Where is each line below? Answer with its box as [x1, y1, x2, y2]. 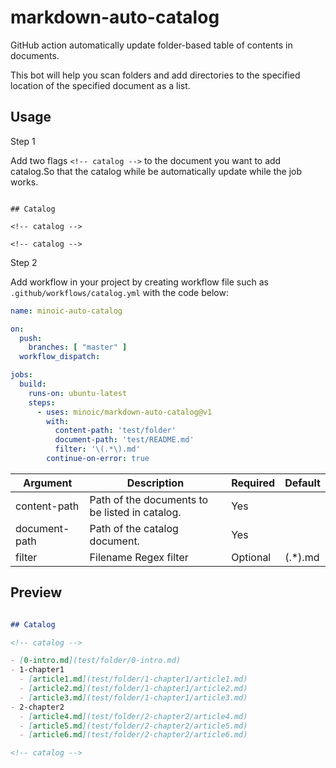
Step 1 [10, 135, 36, 147]
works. [10, 176, 39, 188]
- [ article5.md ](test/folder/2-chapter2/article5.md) [19, 721, 248, 731]
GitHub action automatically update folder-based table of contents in [10, 39, 293, 51]
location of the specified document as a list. [10, 79, 191, 91]
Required [231, 476, 276, 490]
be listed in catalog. [89, 505, 182, 519]
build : [19, 379, 47, 389]
